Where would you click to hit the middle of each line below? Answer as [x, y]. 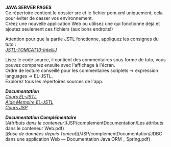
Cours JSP [17, 107]
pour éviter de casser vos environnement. [49, 18]
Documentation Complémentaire [41, 117]
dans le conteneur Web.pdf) [35, 128]
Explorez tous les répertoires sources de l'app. [54, 81]
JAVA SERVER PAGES [29, 7]
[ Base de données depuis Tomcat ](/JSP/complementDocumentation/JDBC [84, 134]
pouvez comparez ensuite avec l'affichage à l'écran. [60, 65]
